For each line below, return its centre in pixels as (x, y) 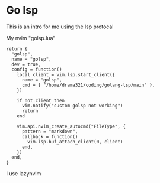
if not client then (41, 100)
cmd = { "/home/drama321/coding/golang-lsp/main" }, (88, 85)
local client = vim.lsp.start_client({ (66, 74)
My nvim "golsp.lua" (31, 38)
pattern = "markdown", (50, 131)
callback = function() (50, 136)
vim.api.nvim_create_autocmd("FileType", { (71, 126)
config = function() (37, 69)
